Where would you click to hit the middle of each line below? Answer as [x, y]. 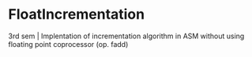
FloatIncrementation [76, 14]
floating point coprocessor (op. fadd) [68, 44]
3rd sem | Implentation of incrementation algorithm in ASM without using [126, 36]
